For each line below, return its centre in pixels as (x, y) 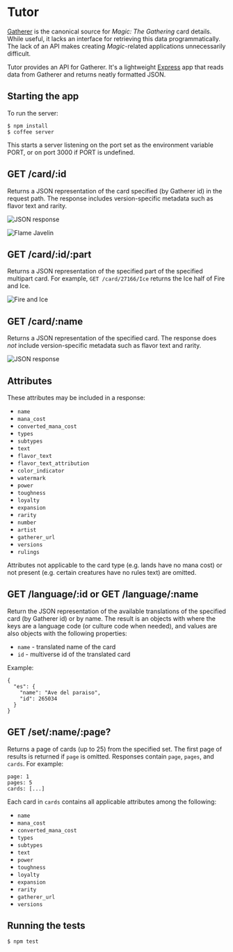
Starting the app (43, 96)
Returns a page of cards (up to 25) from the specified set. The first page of (115, 749)
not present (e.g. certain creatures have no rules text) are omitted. (102, 572)
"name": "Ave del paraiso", (60, 692)
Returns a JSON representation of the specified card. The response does (112, 338)
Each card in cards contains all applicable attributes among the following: (112, 802)
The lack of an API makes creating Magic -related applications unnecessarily (116, 46)
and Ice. (19, 286)
